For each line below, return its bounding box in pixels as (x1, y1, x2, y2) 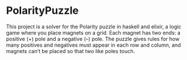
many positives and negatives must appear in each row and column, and (6, 42, 181, 48)
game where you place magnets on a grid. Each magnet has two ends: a (6, 29, 181, 36)
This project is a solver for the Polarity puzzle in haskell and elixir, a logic (6, 23, 182, 30)
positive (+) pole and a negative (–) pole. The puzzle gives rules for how (6, 35, 180, 42)
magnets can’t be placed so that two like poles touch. (6, 47, 135, 54)
